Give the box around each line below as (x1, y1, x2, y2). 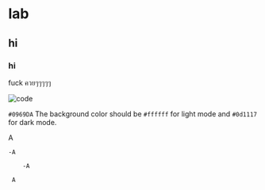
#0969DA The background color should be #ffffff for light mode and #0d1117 (8, 108, 258, 119)
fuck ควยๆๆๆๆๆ (8, 78, 52, 87)
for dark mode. (8, 117, 57, 127)
